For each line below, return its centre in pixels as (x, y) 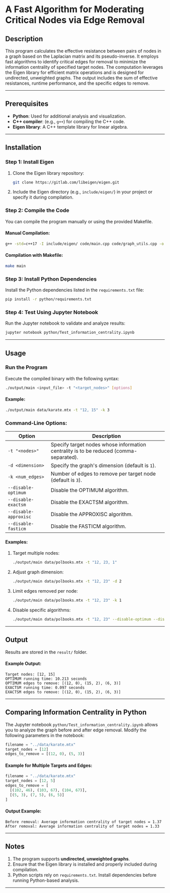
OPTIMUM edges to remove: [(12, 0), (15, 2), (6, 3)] (63, 683)
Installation (23, 148)
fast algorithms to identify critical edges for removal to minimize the (76, 62)
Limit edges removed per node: (45, 591)
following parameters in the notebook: (45, 735)
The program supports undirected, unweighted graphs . (71, 859)
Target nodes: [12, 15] (30, 674)
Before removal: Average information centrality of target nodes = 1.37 (83, 822)
